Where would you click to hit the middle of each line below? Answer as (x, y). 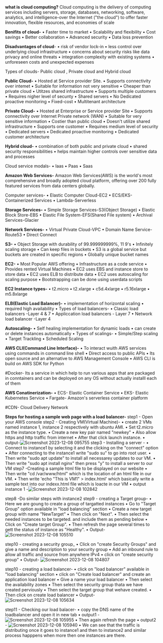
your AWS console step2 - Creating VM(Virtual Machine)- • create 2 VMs (79, 422)
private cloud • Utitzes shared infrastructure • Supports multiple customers (81, 91)
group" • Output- (22, 560)
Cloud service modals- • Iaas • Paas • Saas (49, 166)
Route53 (14, 235)
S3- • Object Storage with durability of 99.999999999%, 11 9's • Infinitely (79, 244)
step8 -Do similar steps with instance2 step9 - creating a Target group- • (78, 499)
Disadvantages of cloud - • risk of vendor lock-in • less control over (73, 46)
